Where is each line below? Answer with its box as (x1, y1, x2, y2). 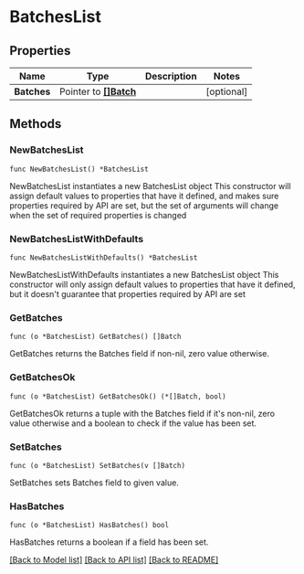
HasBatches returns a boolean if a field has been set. (9, 537, 209, 547)
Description (144, 70, 198, 82)
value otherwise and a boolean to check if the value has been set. (9, 418, 257, 429)
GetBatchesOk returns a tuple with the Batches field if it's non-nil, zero (9, 408, 276, 419)
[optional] (205, 85, 248, 98)
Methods (9, 116, 62, 132)
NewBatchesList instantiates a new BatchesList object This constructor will (9, 180, 291, 191)
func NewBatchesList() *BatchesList (9, 165, 149, 174)
